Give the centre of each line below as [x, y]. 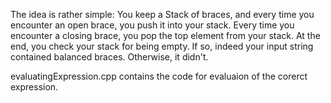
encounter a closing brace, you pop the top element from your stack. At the [165, 35]
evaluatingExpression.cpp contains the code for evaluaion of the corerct [159, 76]
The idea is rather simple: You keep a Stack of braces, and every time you [162, 14]
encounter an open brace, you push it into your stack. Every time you [152, 25]
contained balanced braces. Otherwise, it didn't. [109, 57]
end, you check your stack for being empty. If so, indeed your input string [162, 46]
